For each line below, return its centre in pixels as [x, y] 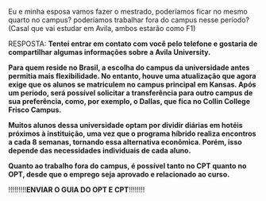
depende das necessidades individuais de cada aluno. [100, 151]
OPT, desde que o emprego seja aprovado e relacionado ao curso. [119, 174]
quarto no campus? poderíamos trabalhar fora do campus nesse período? [129, 20]
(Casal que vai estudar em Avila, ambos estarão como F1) [102, 28]
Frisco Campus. [35, 110]
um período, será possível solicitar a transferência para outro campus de [131, 93]
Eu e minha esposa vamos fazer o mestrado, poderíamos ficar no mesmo [128, 12]
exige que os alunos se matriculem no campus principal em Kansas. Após [132, 84]
